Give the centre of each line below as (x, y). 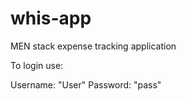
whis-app (51, 18)
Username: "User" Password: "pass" (86, 84)
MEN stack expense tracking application (93, 46)
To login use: (37, 65)
